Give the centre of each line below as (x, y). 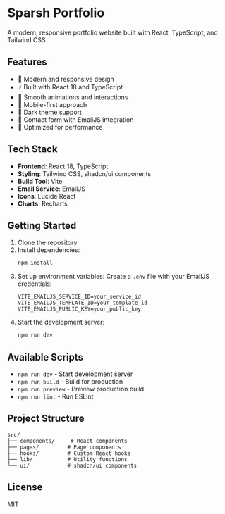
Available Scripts (45, 357)
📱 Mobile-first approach (52, 104)
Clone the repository (47, 243)
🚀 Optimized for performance (60, 127)
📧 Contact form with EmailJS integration (75, 119)
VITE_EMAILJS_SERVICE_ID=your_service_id (79, 297)
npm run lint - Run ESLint (55, 396)
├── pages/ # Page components (64, 447)
